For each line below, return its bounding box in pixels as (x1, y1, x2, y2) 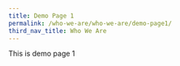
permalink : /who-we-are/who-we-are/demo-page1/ (8, 19, 173, 27)
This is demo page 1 (8, 49, 75, 59)
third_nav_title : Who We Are (8, 27, 107, 35)
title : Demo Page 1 (8, 11, 75, 20)
